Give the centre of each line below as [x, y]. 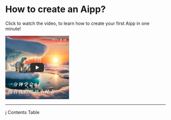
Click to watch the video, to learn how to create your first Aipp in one [77, 23]
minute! [13, 28]
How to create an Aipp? [55, 9]
